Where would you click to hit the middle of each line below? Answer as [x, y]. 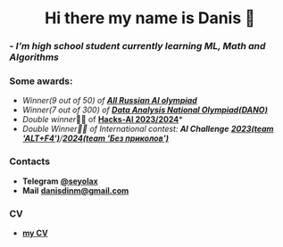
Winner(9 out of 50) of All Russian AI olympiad [110, 101]
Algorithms [34, 57]
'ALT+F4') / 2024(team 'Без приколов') [96, 138]
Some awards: [41, 81]
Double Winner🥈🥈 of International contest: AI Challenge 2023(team [148, 129]
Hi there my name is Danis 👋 [150, 18]
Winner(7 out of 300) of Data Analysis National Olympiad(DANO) [145, 110]
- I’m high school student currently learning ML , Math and [137, 46]
